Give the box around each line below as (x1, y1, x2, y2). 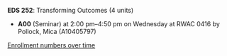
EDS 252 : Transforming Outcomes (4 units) (7, 6, 134, 14)
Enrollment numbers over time (7, 41, 96, 49)
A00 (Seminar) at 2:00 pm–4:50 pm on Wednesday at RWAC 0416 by (17, 20, 220, 28)
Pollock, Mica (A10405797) (17, 28, 97, 35)
